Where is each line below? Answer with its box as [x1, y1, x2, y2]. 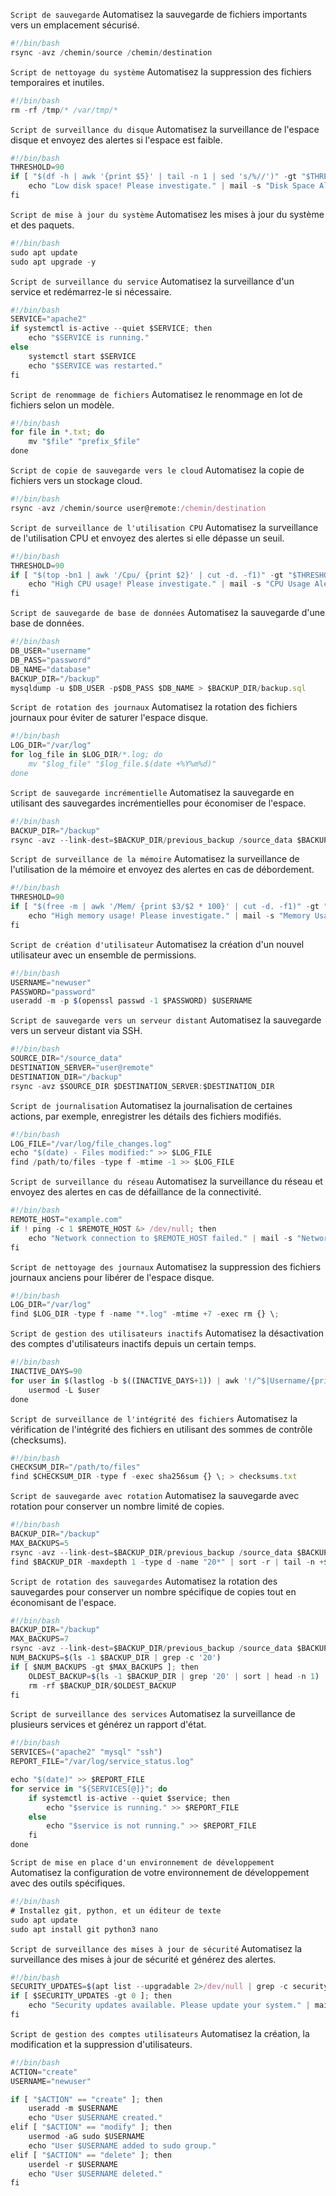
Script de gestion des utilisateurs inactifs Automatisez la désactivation [10, 1327, 325, 1339]
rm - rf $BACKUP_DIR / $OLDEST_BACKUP [28, 1680, 177, 1691]
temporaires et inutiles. [10, 76, 105, 88]
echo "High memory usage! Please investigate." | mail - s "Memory [28, 911, 311, 921]
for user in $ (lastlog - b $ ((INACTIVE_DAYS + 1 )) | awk [10, 1375, 240, 1386]
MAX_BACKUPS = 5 [10, 1538, 70, 1548]
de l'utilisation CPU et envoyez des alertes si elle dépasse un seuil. [10, 532, 285, 544]
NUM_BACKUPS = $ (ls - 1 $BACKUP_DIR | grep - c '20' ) [10, 1653, 222, 1663]
